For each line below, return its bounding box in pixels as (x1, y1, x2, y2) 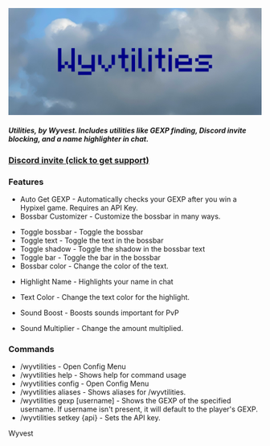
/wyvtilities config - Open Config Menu (19, 378, 149, 389)
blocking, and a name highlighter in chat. (8, 134, 149, 144)
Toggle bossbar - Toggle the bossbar (19, 227, 144, 236)
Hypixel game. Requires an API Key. (19, 203, 138, 212)
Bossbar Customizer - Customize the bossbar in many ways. (19, 211, 221, 221)
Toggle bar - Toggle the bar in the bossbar (19, 252, 161, 262)
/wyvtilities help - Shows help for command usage (19, 370, 186, 380)
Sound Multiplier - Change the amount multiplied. (19, 323, 183, 333)
